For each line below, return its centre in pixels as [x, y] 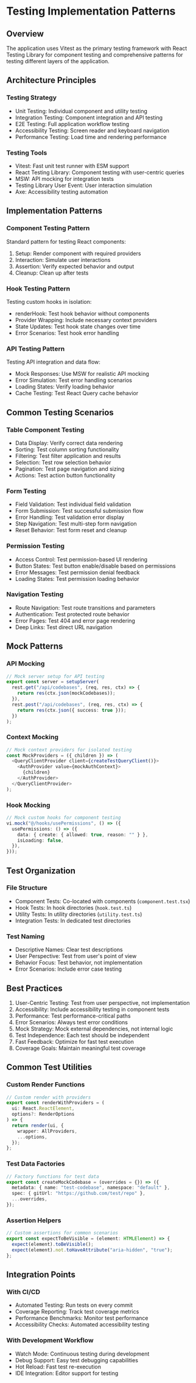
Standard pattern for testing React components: [66, 241]
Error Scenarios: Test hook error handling [67, 333]
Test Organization [41, 871]
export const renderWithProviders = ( [55, 1103]
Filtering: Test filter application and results [68, 456]
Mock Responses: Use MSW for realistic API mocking [82, 374]
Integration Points [41, 1274]
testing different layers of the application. [58, 61]
